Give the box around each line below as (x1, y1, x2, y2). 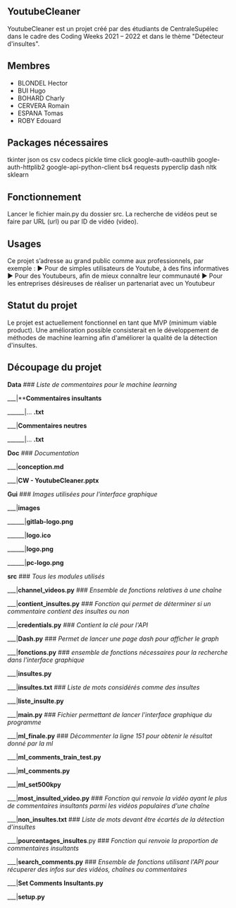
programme (7, 718, 42, 726)
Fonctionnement (7, 191, 82, 203)
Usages (7, 238, 42, 250)
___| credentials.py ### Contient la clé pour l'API (7, 620, 149, 629)
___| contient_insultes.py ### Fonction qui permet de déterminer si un (7, 599, 211, 607)
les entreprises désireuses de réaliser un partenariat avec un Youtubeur (7, 279, 216, 288)
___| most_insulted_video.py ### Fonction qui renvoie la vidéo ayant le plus (7, 793, 228, 802)
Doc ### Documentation (7, 448, 80, 457)
